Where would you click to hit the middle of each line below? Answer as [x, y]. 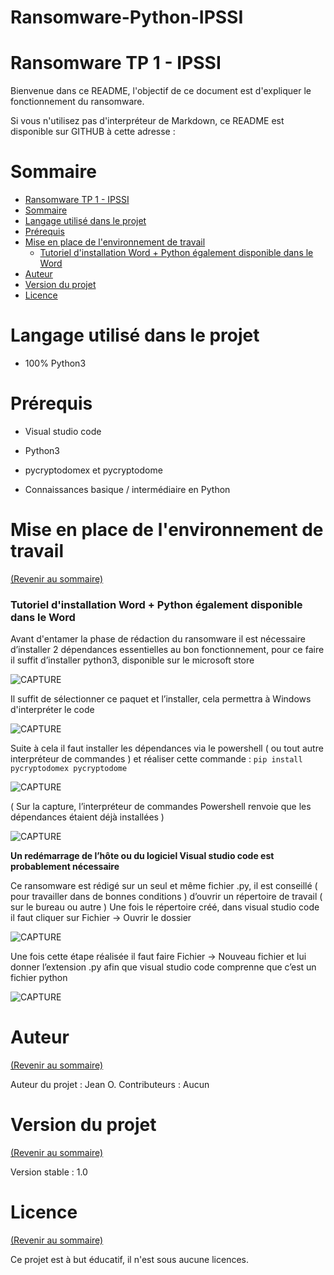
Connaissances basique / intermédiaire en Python [127, 489]
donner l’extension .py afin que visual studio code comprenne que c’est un [163, 967]
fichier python [39, 978]
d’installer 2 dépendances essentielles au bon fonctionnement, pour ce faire [167, 650]
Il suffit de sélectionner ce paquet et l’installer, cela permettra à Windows [161, 699]
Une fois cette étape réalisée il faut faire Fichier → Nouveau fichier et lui [158, 957]
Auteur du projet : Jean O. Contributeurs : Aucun [110, 1085]
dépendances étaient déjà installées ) [87, 817]
